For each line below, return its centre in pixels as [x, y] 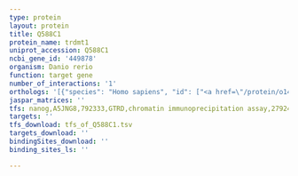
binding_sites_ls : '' [49, 149]
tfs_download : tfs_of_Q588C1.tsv [71, 125]
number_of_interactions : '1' [63, 84]
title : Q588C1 [35, 34]
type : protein [35, 17]
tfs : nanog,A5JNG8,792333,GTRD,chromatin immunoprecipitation [126, 108]
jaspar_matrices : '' [47, 100]
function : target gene [51, 76]
